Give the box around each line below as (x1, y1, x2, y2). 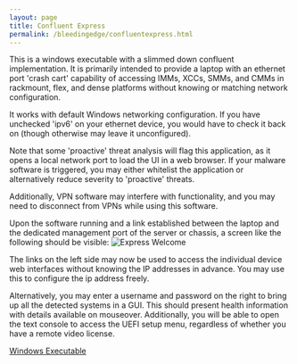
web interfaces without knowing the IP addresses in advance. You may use (9, 264, 285, 275)
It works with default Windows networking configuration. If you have (9, 109, 260, 120)
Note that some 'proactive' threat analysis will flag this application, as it (9, 145, 271, 156)
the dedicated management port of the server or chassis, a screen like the (9, 227, 282, 238)
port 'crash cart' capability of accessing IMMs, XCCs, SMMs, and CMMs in (9, 73, 285, 84)
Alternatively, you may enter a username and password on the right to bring (9, 291, 287, 302)
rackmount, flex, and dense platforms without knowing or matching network (9, 82, 288, 94)
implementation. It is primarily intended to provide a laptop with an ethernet (9, 63, 285, 74)
